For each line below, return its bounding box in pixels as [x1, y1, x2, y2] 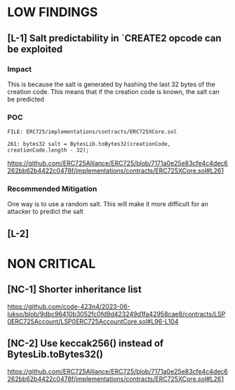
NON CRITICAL [7, 256, 96, 272]
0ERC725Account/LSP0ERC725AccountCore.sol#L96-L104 [7, 317, 179, 325]
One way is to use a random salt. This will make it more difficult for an [7, 200, 208, 208]
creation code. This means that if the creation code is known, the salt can [7, 87, 220, 95]
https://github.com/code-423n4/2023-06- [7, 302, 131, 311]
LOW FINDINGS [7, 4, 98, 20]
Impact [7, 64, 32, 74]
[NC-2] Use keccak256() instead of [7, 337, 164, 349]
